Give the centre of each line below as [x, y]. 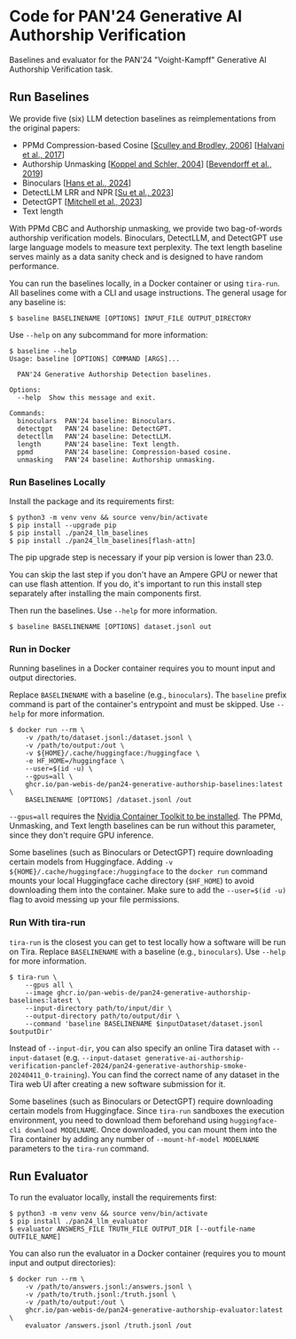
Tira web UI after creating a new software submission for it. [117, 1083]
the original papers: [45, 128]
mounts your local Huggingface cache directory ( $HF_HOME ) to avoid [132, 881]
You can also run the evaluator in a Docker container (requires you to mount [148, 1254]
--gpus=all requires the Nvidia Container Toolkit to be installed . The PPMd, [146, 816]
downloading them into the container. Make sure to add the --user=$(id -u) [148, 890]
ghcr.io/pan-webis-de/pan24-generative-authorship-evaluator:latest [154, 1311]
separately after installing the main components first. [105, 594]
